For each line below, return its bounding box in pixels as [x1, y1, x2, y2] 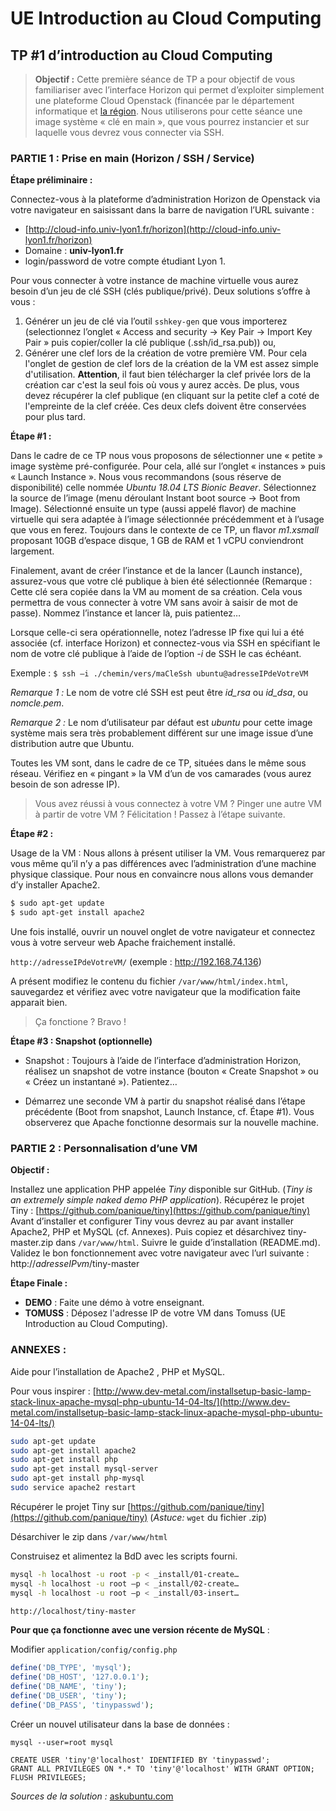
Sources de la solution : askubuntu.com [10, 1790, 174, 1802]
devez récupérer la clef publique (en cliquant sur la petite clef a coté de [24, 390, 320, 402]
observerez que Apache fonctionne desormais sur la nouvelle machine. [24, 1117, 319, 1129]
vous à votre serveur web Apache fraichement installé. [10, 937, 236, 949]
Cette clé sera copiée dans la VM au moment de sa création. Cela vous [10, 586, 303, 598]
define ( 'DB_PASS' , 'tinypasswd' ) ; [10, 1700, 155, 1710]
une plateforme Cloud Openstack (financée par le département [34, 95, 295, 106]
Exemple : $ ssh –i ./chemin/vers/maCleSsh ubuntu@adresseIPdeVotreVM [10, 667, 309, 679]
